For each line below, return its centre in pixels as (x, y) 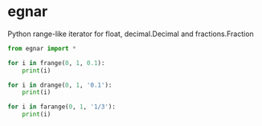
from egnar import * (42, 48)
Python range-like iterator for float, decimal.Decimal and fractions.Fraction (131, 34)
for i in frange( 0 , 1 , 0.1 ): (56, 63)
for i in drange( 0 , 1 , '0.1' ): (60, 85)
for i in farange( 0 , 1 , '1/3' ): (61, 107)
